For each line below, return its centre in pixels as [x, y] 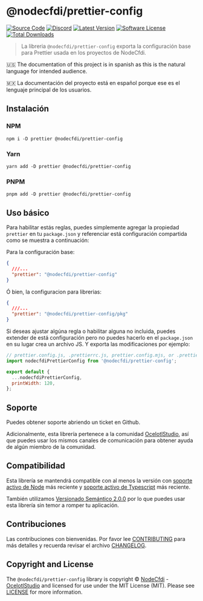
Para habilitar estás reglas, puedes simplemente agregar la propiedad [93, 227]
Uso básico [28, 213]
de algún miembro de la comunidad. [51, 447]
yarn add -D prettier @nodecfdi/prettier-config [69, 166]
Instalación [28, 109]
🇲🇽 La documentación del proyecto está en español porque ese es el [93, 82]
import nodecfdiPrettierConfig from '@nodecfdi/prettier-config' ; [92, 361]
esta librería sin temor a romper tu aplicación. [63, 505]
